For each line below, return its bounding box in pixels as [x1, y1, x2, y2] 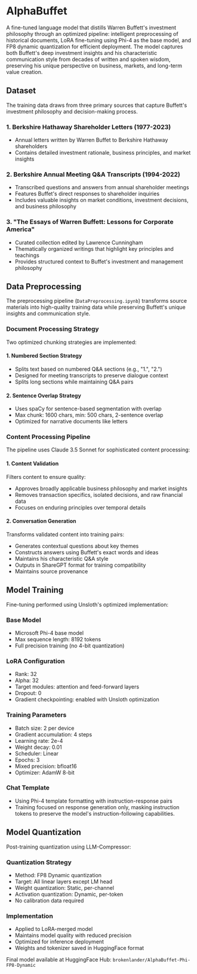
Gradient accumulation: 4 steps [14, 730, 93, 738]
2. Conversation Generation [6, 518, 76, 525]
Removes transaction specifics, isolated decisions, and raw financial [14, 491, 183, 498]
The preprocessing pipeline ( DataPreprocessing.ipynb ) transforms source [6, 297, 187, 305]
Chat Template [6, 783, 50, 792]
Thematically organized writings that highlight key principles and [14, 245, 174, 252]
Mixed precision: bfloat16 [14, 763, 77, 770]
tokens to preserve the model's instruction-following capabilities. [14, 810, 175, 817]
